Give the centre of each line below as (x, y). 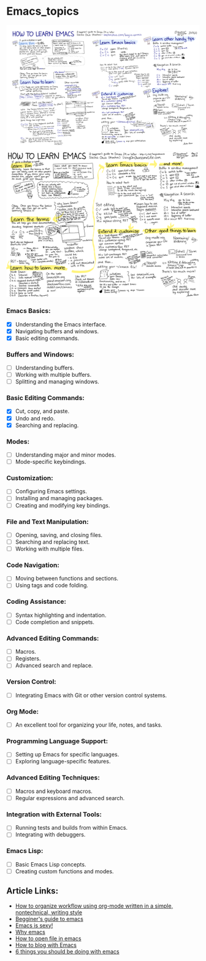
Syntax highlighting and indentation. (61, 615)
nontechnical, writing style (49, 912)
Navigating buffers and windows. (57, 331)
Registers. (28, 658)
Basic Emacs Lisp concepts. (51, 864)
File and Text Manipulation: (48, 522)
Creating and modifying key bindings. (63, 505)
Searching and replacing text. (52, 542)
